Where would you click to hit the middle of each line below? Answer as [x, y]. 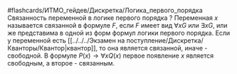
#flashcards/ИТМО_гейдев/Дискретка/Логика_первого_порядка [105, 10]
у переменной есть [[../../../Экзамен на [66, 41]
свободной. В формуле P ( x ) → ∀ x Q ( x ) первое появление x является [111, 55]
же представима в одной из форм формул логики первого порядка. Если [119, 33]
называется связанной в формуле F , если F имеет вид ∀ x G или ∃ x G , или [117, 25]
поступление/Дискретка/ [165, 41]
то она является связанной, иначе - [153, 48]
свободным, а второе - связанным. [61, 63]
